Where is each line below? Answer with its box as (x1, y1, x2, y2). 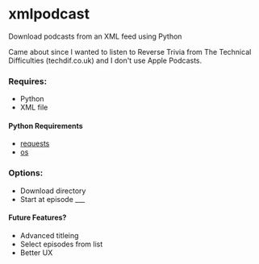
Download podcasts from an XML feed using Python (8, 31, 182, 41)
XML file (19, 102, 48, 113)
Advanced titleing (19, 230, 79, 240)
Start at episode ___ (19, 194, 86, 204)
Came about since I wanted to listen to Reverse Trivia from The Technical (8, 47, 252, 56)
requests (19, 138, 50, 149)
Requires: (8, 76, 47, 87)
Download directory (19, 186, 86, 196)
